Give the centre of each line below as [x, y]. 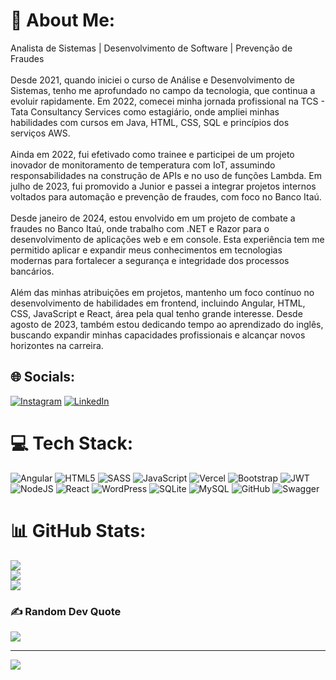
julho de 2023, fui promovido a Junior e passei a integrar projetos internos [163, 186]
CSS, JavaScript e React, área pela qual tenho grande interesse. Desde [156, 313]
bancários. [32, 271]
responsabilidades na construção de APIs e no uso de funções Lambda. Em [166, 175]
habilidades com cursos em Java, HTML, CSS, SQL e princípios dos [150, 122]
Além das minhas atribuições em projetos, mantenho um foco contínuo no [162, 292]
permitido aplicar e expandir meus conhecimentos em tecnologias [146, 250]
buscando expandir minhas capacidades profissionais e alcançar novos [158, 335]
